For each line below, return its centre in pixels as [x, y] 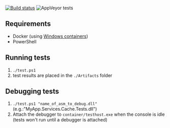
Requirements [28, 24]
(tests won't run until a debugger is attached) [60, 120]
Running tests [28, 58]
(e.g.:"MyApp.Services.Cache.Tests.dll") [55, 109]
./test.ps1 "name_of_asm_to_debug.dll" [55, 104]
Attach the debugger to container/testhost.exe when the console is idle [89, 114]
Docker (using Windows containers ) [50, 36]
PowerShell [24, 41]
